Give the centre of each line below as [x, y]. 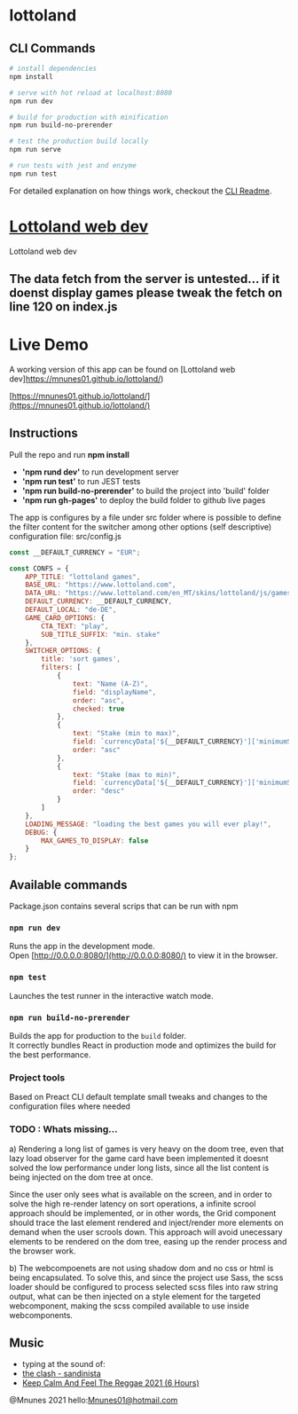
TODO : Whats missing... [63, 1129]
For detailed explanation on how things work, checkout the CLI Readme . [141, 191]
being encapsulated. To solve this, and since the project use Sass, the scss [146, 1277]
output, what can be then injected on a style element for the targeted [135, 1296]
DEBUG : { [41, 832]
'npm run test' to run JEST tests [81, 481]
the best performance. [50, 1054]
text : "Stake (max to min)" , [126, 774]
